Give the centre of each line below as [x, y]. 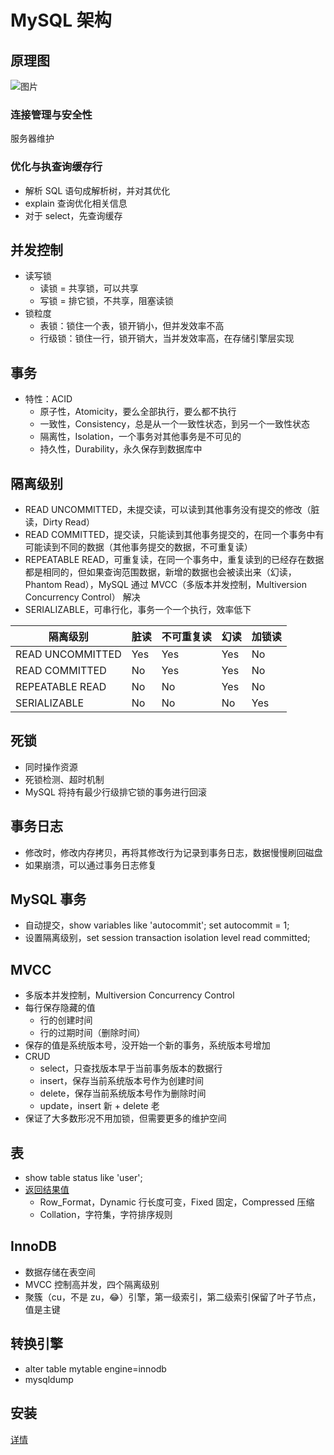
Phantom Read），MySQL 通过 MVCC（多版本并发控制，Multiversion [166, 585]
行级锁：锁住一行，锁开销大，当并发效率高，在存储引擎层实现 [167, 338]
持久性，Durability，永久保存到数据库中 [121, 449]
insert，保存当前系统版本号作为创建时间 [121, 1081]
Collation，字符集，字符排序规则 [106, 1215]
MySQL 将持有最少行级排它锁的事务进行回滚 [115, 792]
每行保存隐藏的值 [60, 1008]
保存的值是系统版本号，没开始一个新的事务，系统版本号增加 [147, 1045]
